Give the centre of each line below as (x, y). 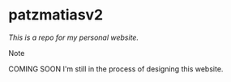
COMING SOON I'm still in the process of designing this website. (116, 69)
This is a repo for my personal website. (74, 37)
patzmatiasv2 (56, 15)
